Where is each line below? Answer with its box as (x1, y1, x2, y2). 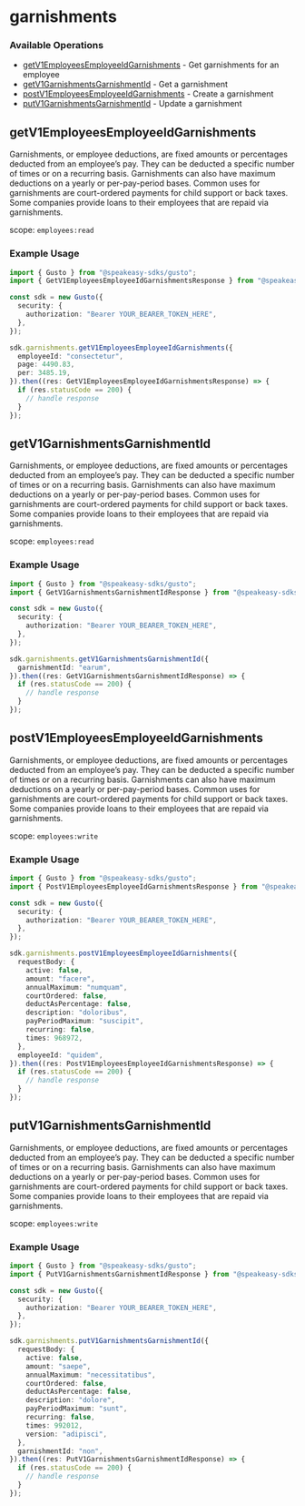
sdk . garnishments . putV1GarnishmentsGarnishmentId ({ (9, 1337, 209, 1346)
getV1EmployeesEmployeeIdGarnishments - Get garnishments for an (22, 59, 280, 70)
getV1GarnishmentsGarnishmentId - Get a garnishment (22, 79, 229, 90)
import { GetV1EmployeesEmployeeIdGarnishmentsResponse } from (9, 276, 254, 286)
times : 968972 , (25, 1033, 84, 1043)
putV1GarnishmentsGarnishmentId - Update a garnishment (22, 98, 242, 109)
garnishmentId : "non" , (17, 1446, 103, 1456)
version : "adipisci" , (25, 1430, 107, 1439)
